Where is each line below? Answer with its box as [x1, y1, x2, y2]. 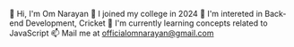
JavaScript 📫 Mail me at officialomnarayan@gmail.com [9, 27, 214, 38]
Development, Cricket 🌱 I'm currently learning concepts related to [25, 18, 268, 28]
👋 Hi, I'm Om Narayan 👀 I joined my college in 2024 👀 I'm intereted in [9, 9, 263, 19]
